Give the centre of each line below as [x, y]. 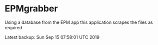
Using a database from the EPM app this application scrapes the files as [79, 22]
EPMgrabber [31, 9]
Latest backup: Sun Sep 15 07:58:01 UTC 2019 [52, 37]
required [13, 27]
